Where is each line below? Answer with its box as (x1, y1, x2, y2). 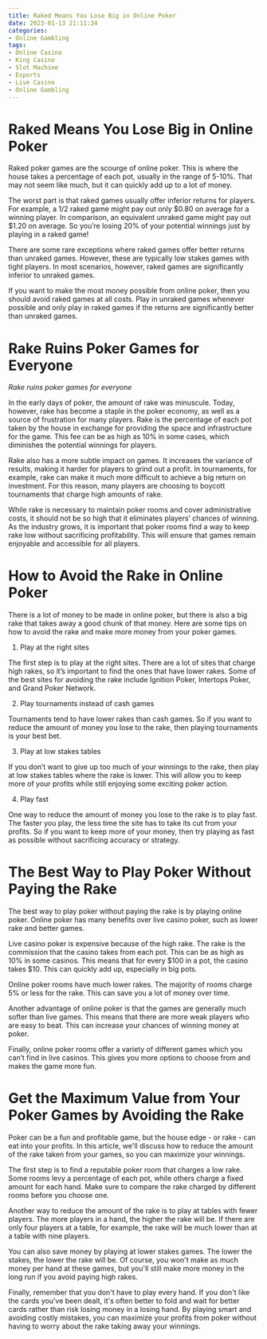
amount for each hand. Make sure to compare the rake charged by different (8, 1182, 257, 1192)
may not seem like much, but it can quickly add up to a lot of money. (8, 180, 233, 190)
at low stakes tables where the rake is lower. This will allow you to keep (8, 771, 241, 780)
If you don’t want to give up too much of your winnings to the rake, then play (8, 762, 259, 772)
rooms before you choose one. (8, 1191, 110, 1200)
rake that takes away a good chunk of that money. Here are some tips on (8, 618, 247, 628)
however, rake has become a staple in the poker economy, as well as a (8, 406, 241, 416)
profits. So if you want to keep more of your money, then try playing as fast (8, 827, 255, 837)
